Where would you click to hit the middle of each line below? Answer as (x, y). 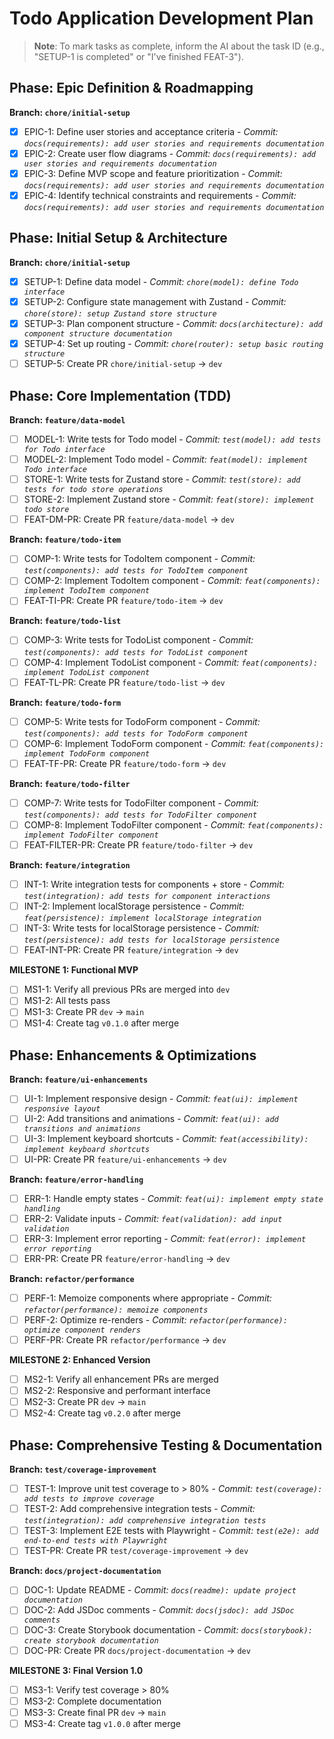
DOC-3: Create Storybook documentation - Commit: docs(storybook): (168, 1630)
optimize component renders (82, 1330)
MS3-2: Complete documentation (92, 1701)
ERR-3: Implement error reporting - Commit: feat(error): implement (165, 1238)
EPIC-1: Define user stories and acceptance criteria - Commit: (151, 131)
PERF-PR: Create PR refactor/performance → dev (125, 1339)
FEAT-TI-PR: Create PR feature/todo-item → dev (123, 601)
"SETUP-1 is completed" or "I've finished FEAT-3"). (138, 56)
